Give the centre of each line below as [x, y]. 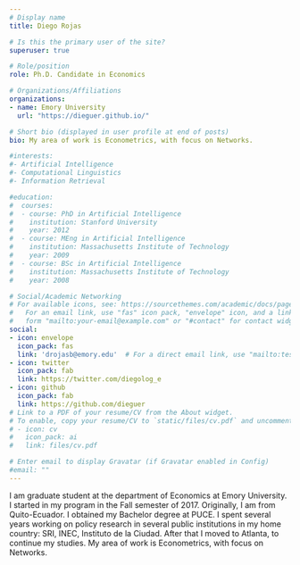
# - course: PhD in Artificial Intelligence [95, 214]
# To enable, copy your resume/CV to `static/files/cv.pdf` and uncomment [151, 420]
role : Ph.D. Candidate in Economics [77, 75]
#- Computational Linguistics [66, 173]
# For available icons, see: [63, 304]
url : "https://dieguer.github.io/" [83, 116]
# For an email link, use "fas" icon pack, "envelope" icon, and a [142, 313]
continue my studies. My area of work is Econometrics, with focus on [137, 543]
